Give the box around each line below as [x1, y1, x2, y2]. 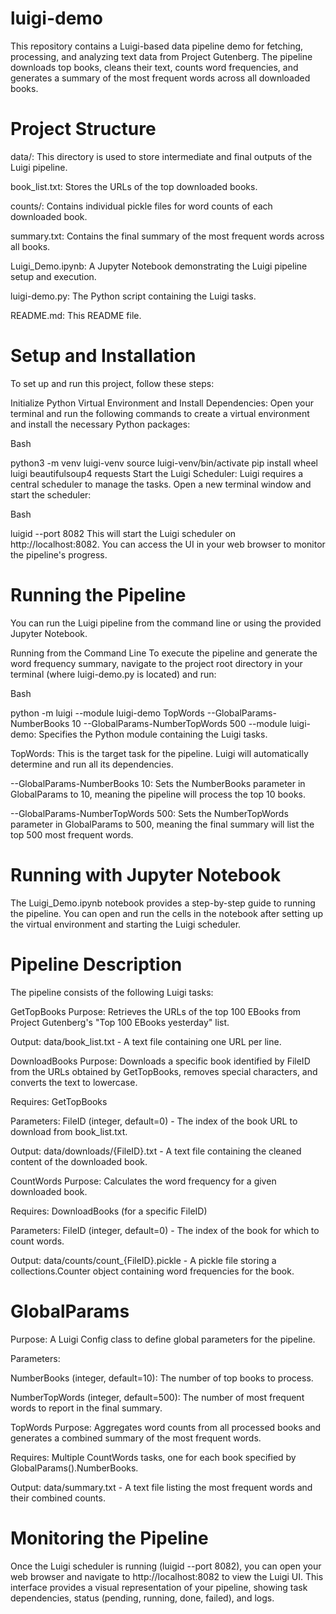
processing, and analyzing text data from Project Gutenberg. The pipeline [10, 50, 313, 62]
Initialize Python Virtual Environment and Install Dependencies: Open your [10, 397, 315, 409]
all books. [10, 240, 51, 252]
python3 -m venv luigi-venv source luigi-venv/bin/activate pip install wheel [10, 457, 318, 469]
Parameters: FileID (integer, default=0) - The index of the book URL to [10, 1115, 298, 1127]
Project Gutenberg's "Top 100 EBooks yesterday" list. [10, 1016, 230, 1028]
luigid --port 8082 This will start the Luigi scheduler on [10, 527, 237, 539]
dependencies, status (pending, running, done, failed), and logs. [10, 1592, 275, 1604]
